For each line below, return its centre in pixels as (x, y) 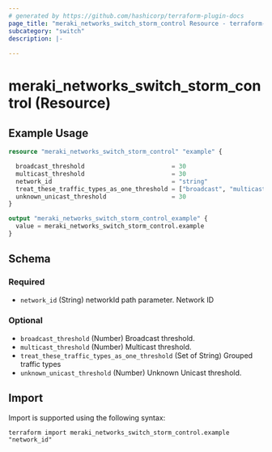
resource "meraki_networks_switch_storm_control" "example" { (115, 152)
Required (27, 282)
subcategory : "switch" (47, 31)
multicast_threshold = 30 (101, 174)
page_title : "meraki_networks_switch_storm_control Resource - (117, 23)
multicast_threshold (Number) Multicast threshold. (106, 347)
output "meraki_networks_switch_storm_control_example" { (108, 219)
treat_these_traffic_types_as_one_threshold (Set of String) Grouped (136, 355)
